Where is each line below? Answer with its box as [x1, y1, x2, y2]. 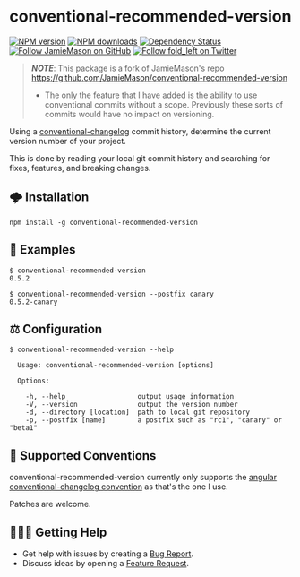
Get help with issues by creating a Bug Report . [21, 548, 194, 559]
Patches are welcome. [9, 499, 91, 510]
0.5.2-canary [9, 297, 58, 306]
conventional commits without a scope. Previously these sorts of [44, 99, 284, 109]
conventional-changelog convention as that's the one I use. [9, 481, 228, 492]
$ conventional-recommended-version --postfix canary [9, 289, 215, 298]
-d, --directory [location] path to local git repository [25, 408, 251, 418]
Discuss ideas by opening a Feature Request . [21, 558, 190, 568]
